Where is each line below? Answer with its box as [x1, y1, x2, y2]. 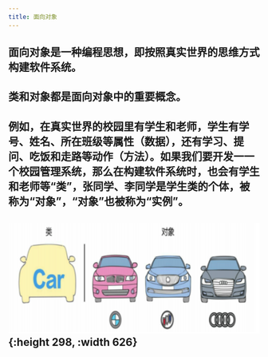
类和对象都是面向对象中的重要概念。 [8, 90, 187, 104]
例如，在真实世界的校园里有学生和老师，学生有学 [8, 120, 250, 133]
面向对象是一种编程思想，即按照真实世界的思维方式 [8, 46, 260, 59]
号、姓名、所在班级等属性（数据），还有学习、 [8, 134, 234, 148]
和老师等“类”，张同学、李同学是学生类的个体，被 [8, 180, 250, 193]
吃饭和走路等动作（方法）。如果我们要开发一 [29, 149, 245, 163]
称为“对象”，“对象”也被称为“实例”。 [8, 194, 189, 208]
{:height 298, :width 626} [8, 335, 138, 349]
